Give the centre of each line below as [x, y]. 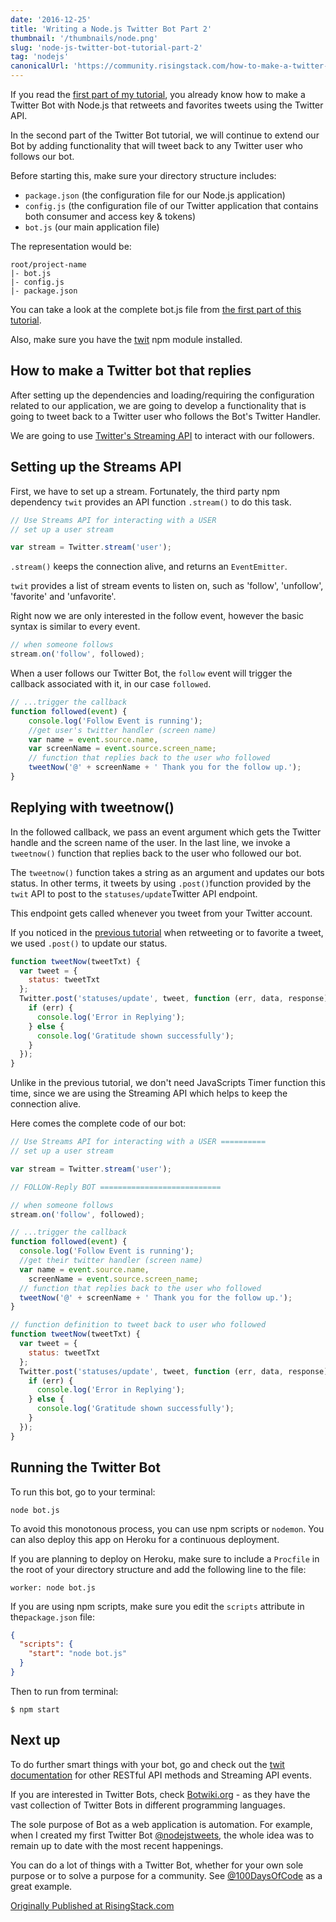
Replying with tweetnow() [92, 807]
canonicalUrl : [40, 66]
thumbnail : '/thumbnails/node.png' [84, 38]
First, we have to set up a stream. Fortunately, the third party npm [145, 491]
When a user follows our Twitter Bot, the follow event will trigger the [151, 673]
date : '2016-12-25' [51, 19]
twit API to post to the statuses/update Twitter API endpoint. [134, 893]
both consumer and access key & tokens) [110, 216]
